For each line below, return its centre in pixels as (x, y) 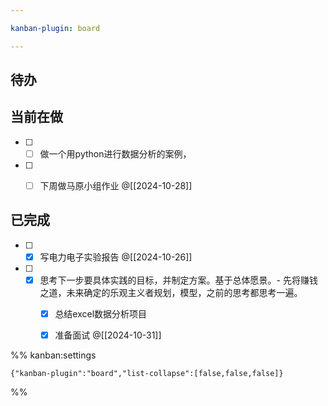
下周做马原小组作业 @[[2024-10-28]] (116, 185)
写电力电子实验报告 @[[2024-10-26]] (116, 257)
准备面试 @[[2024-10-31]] (108, 335)
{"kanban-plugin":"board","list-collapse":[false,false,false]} (147, 374)
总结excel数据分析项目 (101, 313)
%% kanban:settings (53, 355)
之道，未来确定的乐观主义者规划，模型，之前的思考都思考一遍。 (171, 292)
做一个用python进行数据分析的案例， (115, 153)
